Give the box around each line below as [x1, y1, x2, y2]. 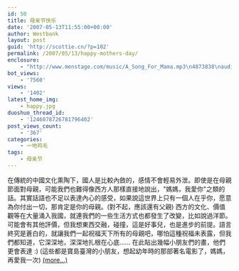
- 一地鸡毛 [20, 143, 48, 150]
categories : [7, 135, 43, 143]
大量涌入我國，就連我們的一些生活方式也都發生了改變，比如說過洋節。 [26, 211, 232, 220]
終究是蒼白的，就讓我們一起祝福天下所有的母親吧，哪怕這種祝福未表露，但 [7, 228, 225, 238]
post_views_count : [7, 122, 62, 130]
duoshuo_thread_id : [7, 109, 65, 116]
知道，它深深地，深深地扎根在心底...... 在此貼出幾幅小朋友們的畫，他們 [19, 238, 226, 246]
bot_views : [7, 70, 40, 77]
